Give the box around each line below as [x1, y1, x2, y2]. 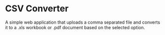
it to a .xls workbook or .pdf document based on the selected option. [5, 24, 145, 30]
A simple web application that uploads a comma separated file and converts [5, 19, 160, 25]
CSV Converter [5, 3, 69, 14]
